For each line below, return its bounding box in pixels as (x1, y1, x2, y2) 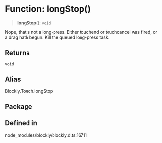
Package (5, 102, 33, 111)
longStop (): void (17, 20, 51, 26)
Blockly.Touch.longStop (5, 88, 53, 94)
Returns (5, 49, 30, 57)
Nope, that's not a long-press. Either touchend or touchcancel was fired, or (5, 29, 157, 35)
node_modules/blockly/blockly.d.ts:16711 (5, 132, 87, 138)
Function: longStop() (5, 3, 91, 15)
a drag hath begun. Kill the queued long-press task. (5, 34, 109, 40)
